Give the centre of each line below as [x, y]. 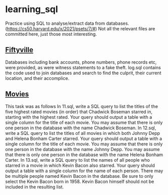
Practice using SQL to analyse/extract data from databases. [67, 23]
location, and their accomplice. [37, 78]
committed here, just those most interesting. [51, 34]
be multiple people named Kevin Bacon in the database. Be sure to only [79, 176]
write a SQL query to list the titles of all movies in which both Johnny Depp [83, 133]
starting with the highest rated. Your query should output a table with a [79, 117]
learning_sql [32, 9]
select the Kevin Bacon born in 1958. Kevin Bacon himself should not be [80, 181]
